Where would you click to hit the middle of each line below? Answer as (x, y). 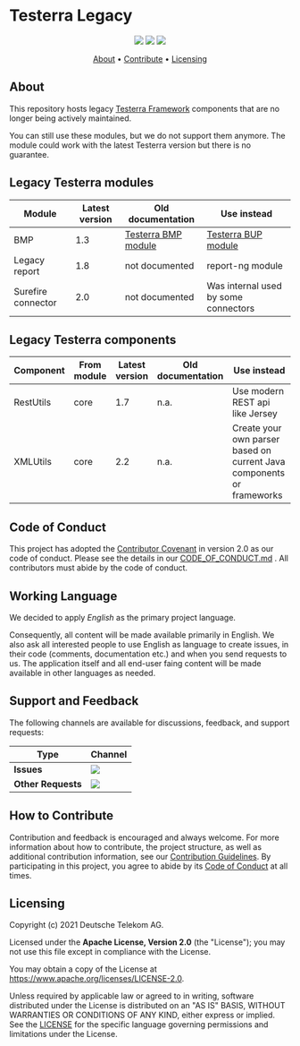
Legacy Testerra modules (82, 183)
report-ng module (245, 265)
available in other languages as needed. (83, 673)
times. (21, 875)
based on (252, 450)
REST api (251, 402)
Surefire (30, 291)
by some (225, 296)
